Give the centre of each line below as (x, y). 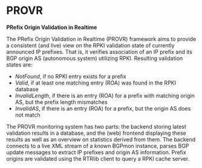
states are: (19, 65)
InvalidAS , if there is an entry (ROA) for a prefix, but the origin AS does (103, 108)
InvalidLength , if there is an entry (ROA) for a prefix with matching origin (105, 95)
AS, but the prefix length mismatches (61, 102)
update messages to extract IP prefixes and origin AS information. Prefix (96, 152)
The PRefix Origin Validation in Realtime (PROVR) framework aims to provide (101, 39)
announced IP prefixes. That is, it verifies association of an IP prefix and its (99, 51)
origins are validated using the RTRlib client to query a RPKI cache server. (98, 158)
